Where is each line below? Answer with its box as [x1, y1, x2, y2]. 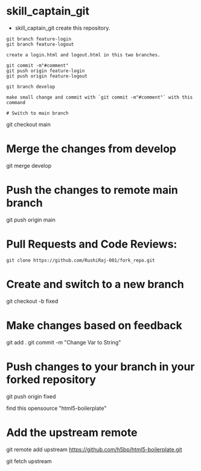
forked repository [6, 372, 97, 386]
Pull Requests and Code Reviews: [6, 237, 177, 251]
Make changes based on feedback [6, 318, 183, 332]
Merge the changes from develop [6, 142, 177, 156]
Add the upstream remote [6, 426, 138, 440]
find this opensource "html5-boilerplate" [6, 404, 107, 412]
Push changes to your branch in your [6, 360, 195, 374]
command [6, 99, 26, 105]
